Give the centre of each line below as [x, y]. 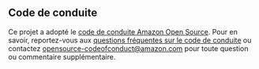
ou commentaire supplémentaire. [62, 56]
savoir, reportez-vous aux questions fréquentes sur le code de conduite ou [130, 40]
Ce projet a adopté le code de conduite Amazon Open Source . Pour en [123, 31]
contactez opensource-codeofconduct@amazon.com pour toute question [128, 48]
